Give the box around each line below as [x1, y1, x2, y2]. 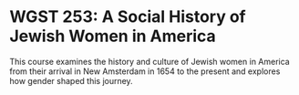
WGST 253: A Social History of [9, 6, 246, 27]
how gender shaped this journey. [9, 75, 134, 86]
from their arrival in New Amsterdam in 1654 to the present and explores [9, 66, 281, 77]
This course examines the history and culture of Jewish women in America [9, 56, 290, 67]
